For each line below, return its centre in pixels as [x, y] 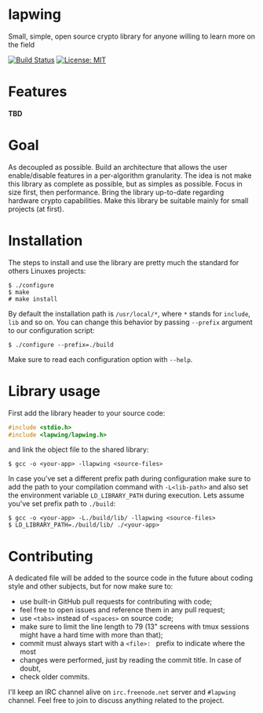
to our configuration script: [51, 330]
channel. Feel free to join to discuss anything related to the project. [116, 700]
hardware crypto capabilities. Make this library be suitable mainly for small [128, 200]
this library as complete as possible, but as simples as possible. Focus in [126, 183]
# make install [33, 299]
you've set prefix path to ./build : [62, 504]
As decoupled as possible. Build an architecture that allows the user [118, 167]
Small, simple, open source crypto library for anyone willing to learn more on [131, 36]
